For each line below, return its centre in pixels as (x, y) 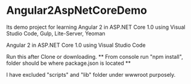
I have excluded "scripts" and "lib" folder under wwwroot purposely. (91, 74)
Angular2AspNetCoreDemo (77, 10)
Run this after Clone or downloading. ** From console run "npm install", (95, 56)
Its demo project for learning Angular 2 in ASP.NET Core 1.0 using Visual (96, 27)
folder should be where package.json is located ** (69, 63)
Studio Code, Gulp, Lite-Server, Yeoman (56, 33)
